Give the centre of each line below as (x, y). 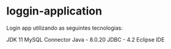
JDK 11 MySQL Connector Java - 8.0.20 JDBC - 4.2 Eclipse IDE (85, 39)
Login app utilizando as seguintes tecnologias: (65, 28)
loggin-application (54, 11)
